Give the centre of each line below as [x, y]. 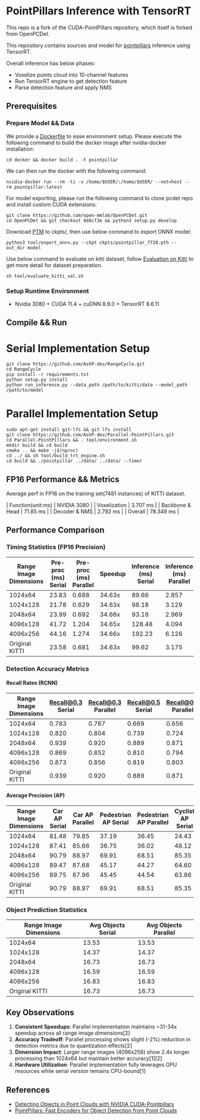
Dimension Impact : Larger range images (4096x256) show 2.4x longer [102, 1052]
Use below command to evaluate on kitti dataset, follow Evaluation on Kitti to [100, 259]
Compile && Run [37, 323]
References [28, 1090]
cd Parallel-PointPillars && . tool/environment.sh [71, 440]
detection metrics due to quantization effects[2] [73, 1046]
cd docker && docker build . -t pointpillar [62, 160]
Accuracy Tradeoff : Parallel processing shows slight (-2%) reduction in [103, 1040]
